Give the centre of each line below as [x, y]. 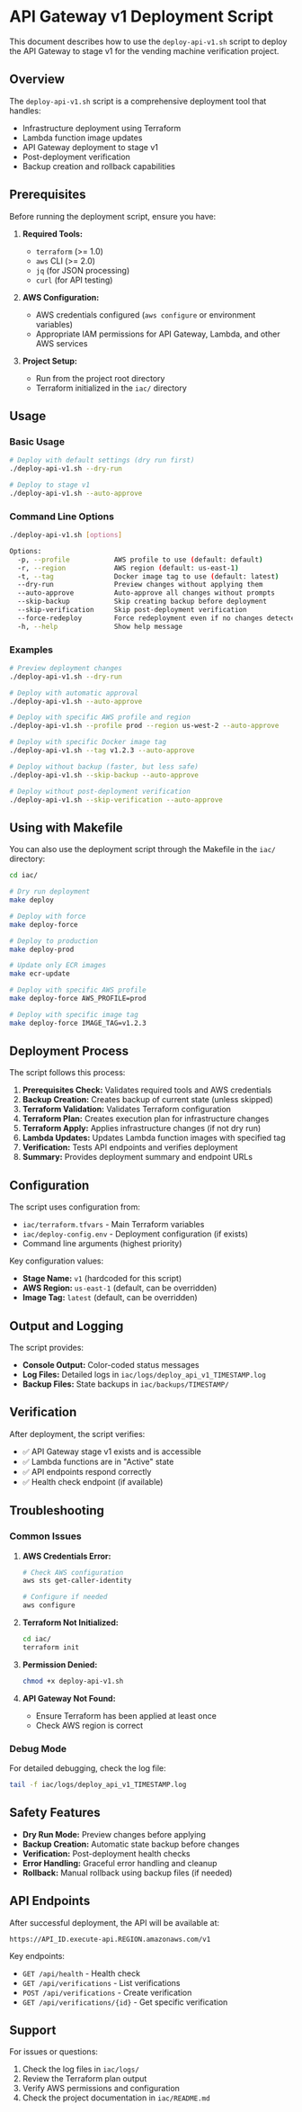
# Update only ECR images [58, 966]
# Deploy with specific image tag [74, 1014]
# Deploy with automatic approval [74, 693]
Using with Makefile [66, 827]
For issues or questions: [54, 2052]
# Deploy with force [48, 916]
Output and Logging [67, 1326]
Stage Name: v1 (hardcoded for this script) [102, 1279]
